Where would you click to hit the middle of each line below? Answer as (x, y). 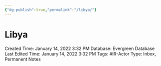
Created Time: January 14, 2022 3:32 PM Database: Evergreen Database (80, 48)
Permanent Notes (23, 59)
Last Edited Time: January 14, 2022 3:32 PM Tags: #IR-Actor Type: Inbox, (80, 53)
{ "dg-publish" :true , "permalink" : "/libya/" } (51, 10)
